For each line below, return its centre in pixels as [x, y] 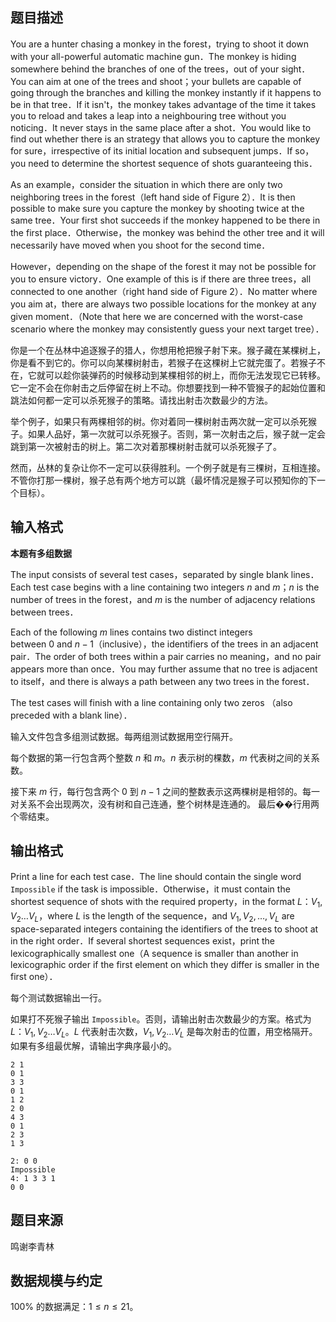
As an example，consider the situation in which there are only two [146, 184]
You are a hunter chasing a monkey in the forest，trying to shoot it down [160, 44]
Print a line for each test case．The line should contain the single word [156, 877]
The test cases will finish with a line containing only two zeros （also [151, 702]
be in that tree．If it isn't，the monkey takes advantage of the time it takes [163, 104]
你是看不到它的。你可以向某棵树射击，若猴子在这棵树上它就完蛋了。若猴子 [163, 362]
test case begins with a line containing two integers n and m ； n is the [176, 587]
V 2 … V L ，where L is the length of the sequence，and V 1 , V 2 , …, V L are [152, 917]
